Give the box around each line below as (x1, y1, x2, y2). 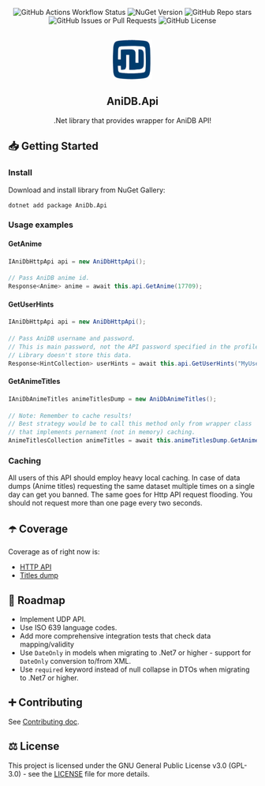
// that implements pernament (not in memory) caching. (8, 428, 196, 437)
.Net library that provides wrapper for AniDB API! (54, 115, 211, 125)
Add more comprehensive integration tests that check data (19, 631, 211, 640)
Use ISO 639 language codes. (19, 623, 118, 632)
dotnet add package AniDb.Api (8, 201, 108, 209)
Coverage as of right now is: (8, 547, 100, 557)
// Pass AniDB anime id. (8, 274, 90, 282)
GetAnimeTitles (8, 377, 61, 386)
